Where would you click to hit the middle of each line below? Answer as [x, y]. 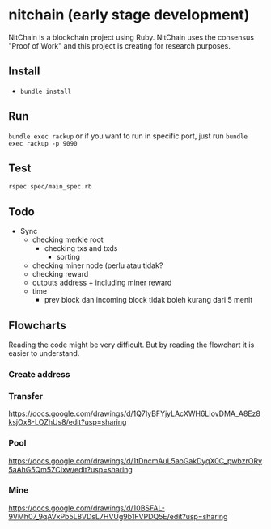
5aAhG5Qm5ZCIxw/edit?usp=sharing [71, 469]
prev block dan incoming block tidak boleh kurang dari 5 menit [148, 300]
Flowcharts [38, 325]
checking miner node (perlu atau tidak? [97, 265]
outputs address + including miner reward [102, 283]
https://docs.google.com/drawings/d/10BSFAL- [87, 508]
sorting [68, 257]
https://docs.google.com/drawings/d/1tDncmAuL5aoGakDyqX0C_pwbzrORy [135, 461]
